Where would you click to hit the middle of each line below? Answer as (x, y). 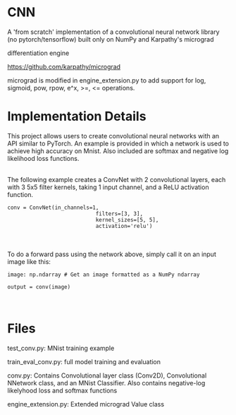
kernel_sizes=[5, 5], (127, 219)
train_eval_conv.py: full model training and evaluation (84, 361)
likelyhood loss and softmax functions (62, 390)
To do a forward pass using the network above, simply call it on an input (112, 254)
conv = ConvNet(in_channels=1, (53, 207)
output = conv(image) (39, 287)
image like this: (29, 261)
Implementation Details (77, 116)
